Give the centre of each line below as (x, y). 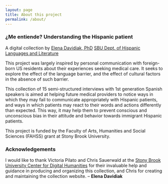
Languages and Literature (32, 53)
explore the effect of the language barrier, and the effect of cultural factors (83, 74)
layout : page (19, 10)
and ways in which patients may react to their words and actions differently (83, 105)
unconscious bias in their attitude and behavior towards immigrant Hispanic (84, 115)
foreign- (151, 63)
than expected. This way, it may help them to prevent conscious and (76, 110)
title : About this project (34, 15)
